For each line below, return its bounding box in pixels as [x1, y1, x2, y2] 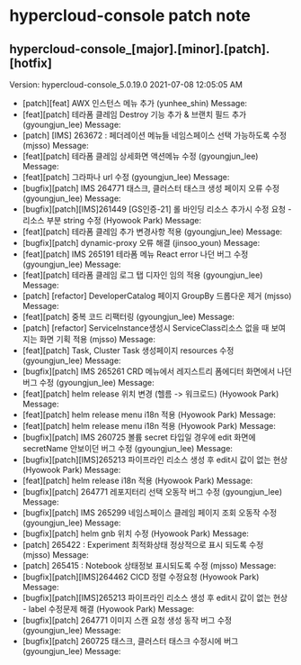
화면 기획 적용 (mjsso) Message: [39, 334, 155, 344]
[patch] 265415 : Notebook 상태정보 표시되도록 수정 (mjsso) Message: [22, 560, 277, 570]
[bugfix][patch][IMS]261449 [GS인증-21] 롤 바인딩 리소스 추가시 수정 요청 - [22, 204, 292, 214]
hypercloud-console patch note [9, 5, 252, 26]
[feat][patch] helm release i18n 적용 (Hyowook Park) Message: [22, 475, 253, 486]
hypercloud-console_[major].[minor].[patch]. [9, 41, 270, 57]
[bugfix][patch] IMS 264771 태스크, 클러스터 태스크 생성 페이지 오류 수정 [22, 183, 280, 194]
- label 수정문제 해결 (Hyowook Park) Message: [22, 604, 195, 614]
